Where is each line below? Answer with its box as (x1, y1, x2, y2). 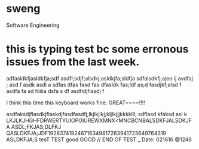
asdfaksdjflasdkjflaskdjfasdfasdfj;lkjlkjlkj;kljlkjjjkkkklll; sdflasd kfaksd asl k (6, 110, 187, 117)
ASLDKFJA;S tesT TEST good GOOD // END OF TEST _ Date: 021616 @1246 (6, 136, 192, 143)
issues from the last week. (6, 55, 140, 69)
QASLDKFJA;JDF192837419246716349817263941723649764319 (6, 129, 166, 136)
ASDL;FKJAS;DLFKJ (11, 123, 62, 130)
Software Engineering (6, 21, 60, 29)
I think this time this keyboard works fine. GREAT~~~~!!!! (6, 99, 145, 106)
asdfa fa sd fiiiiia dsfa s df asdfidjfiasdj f (6, 87, 105, 94)
